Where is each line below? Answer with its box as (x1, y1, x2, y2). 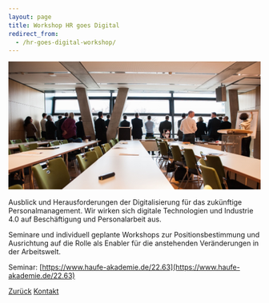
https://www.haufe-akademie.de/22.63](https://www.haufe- (42, 262, 240, 272)
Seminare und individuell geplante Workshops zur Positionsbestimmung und (8, 229, 260, 239)
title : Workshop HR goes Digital (8, 21, 120, 30)
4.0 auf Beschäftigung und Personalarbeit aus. (8, 214, 162, 224)
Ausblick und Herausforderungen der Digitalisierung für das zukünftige (8, 197, 243, 207)
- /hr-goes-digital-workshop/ (15, 38, 116, 46)
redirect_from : (8, 30, 59, 38)
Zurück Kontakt (8, 286, 59, 296)
